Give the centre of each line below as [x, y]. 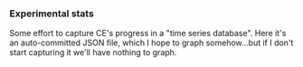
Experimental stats [52, 14]
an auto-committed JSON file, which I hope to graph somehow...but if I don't [151, 43]
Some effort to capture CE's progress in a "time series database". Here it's [148, 33]
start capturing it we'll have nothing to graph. [93, 53]
